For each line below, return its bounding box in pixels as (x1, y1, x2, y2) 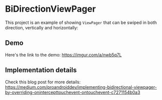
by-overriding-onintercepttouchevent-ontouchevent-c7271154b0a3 (5, 89, 141, 95)
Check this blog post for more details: (5, 79, 81, 85)
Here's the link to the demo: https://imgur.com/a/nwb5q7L (5, 52, 122, 58)
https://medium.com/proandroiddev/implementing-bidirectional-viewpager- (5, 84, 157, 90)
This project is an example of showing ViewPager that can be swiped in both (5, 20, 157, 25)
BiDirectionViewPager (5, 3, 96, 15)
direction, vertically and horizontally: (5, 24, 79, 30)
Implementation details (5, 66, 77, 74)
